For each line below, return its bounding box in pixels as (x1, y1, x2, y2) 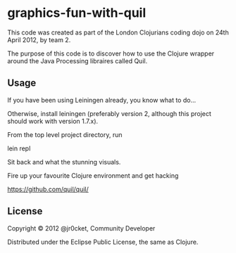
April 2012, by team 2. (7, 35, 71, 44)
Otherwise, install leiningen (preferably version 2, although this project (7, 109, 211, 117)
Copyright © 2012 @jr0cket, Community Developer (7, 223, 156, 233)
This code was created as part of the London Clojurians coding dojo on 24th (7, 28, 229, 37)
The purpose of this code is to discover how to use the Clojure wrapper (7, 49, 215, 58)
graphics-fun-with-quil (7, 5, 147, 21)
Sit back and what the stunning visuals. (7, 157, 121, 166)
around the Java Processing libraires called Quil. (7, 56, 148, 65)
